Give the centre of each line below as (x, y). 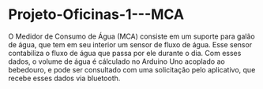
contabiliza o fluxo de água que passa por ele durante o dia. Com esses (125, 53)
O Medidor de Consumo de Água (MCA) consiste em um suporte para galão (131, 36)
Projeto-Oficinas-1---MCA (96, 15)
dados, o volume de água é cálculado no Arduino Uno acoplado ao (116, 61)
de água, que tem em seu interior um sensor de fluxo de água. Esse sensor (130, 44)
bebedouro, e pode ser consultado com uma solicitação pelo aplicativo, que (132, 69)
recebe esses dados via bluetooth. (64, 78)
